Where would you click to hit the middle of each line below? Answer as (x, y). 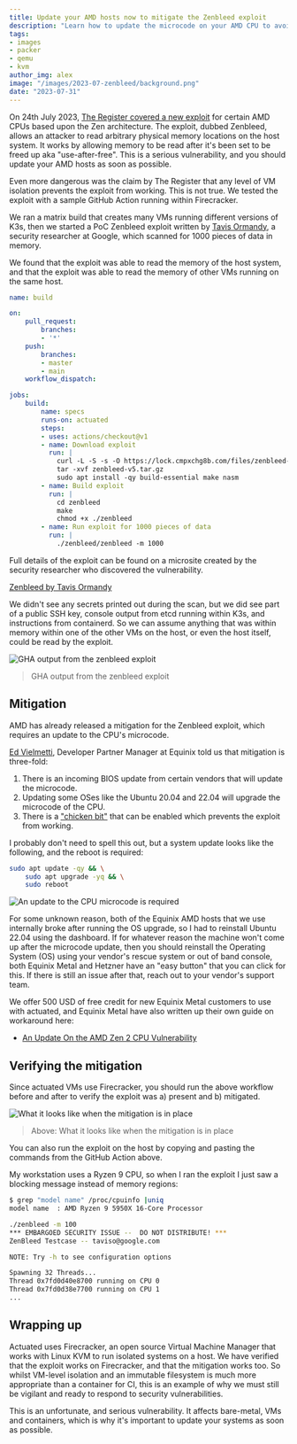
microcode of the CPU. (64, 806)
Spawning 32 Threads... (53, 1273)
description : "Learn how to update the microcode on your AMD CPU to (140, 26)
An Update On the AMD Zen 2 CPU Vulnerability (109, 1038)
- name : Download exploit (89, 445)
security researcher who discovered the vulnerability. (106, 570)
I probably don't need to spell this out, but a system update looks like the (141, 842)
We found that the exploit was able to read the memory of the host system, (145, 262)
